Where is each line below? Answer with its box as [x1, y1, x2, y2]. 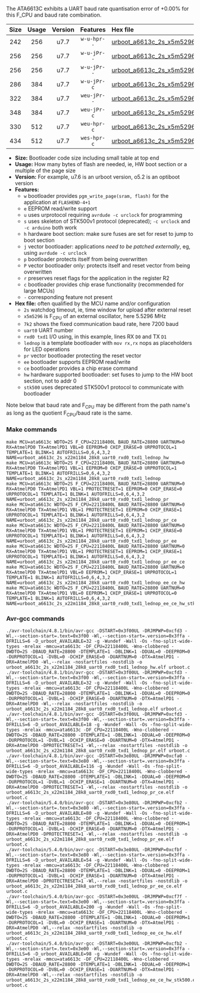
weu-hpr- [80, 120, 105, 127]
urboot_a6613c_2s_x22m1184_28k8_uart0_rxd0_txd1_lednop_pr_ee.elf [6, 836, 174, 842]
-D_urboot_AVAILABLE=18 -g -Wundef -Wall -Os [32, 721, 148, 727]
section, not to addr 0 [23, 377, 77, 384]
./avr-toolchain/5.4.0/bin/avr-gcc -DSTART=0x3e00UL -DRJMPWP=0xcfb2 [6, 941, 183, 947]
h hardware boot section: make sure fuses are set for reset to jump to [23, 231, 193, 237]
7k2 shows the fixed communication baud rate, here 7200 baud [23, 320, 179, 327]
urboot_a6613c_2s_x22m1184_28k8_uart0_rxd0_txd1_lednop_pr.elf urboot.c [6, 748, 190, 754]
